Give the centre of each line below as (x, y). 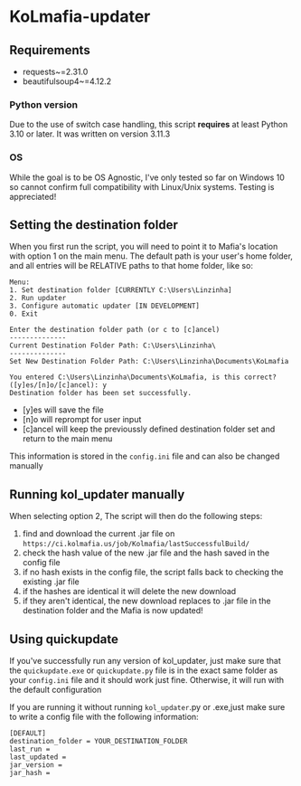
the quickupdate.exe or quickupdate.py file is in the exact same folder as (144, 670)
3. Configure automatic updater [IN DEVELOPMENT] (105, 306)
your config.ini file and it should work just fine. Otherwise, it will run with (147, 680)
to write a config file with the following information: (104, 717)
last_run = (30, 749)
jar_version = (36, 765)
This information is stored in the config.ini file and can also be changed (145, 456)
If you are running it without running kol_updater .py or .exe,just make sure (147, 707)
